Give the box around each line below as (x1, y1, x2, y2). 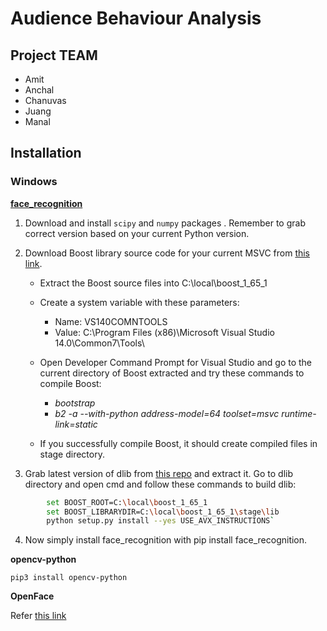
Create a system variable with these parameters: (39, 296, 240, 308)
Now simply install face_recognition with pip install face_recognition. (24, 534, 308, 546)
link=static (54, 418, 98, 430)
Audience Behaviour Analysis (10, 7, 262, 30)
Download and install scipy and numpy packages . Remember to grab (24, 217, 306, 229)
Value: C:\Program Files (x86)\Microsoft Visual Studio (54, 326, 275, 338)
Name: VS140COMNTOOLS (54, 315, 168, 327)
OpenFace (10, 590, 55, 602)
